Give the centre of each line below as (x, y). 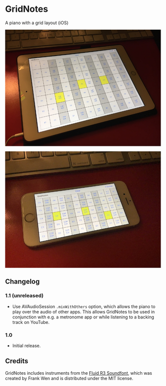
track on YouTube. (31, 322)
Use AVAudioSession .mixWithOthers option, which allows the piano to (84, 306)
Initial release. (26, 346)
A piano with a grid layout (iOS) (37, 23)
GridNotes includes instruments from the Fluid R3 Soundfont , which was (79, 373)
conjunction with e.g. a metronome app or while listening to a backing (83, 317)
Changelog (22, 282)
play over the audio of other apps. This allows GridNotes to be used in (83, 312)
